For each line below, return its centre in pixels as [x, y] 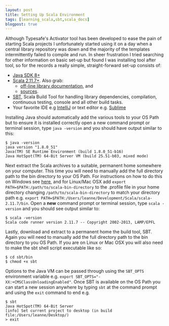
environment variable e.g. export [39, 276]
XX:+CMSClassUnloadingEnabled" [38, 282]
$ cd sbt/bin [19, 257]
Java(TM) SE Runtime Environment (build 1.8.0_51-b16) [64, 152]
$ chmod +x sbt [21, 262]
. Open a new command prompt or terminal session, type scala [94, 203]
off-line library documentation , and [57, 86]
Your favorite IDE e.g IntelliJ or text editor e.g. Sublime [69, 107]
